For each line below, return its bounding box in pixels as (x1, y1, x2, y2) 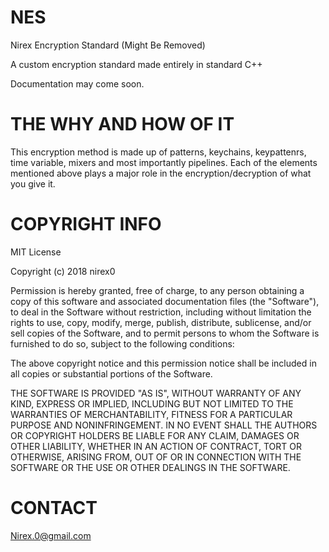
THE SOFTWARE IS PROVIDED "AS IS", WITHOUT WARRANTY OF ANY (10, 387, 302, 399)
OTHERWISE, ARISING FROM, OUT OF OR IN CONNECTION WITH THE (10, 451, 302, 463)
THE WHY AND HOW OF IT (10, 113, 235, 136)
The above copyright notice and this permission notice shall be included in (10, 357, 317, 369)
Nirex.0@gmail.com (10, 529, 92, 541)
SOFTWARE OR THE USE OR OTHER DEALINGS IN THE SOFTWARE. (10, 461, 291, 473)
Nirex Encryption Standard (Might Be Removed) (10, 39, 206, 51)
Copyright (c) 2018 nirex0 (10, 265, 116, 277)
